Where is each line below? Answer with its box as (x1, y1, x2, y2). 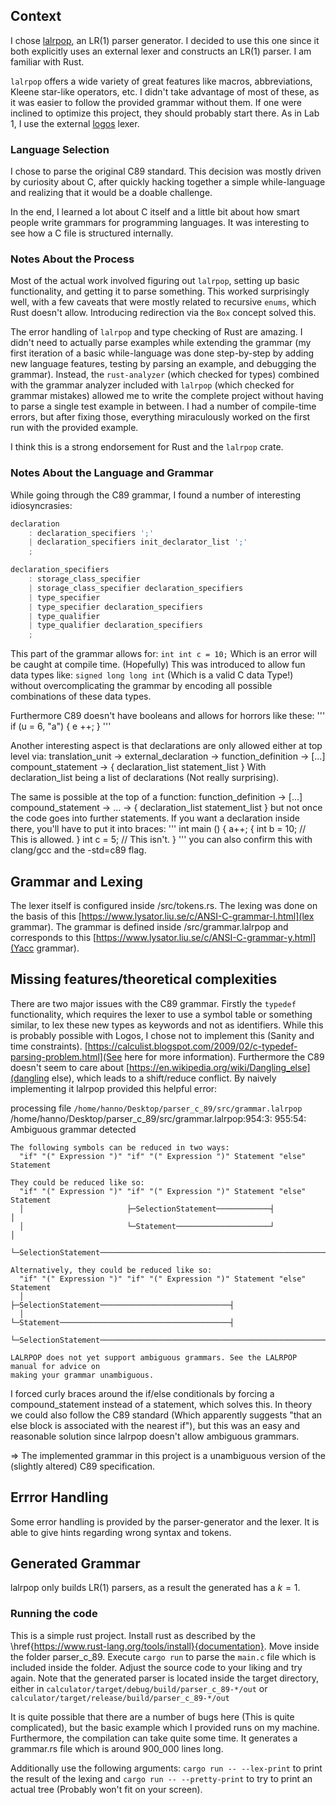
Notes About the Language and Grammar (10, 466, 214, 480)
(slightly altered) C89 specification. (10, 1460, 156, 1472)
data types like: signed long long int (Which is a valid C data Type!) (10, 669, 294, 681)
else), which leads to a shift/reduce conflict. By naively (51, 1072, 277, 1084)
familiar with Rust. (10, 55, 85, 68)
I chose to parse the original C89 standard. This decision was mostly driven (10, 165, 322, 178)
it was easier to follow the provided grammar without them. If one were (10, 96, 302, 108)
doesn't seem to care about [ (10, 1061, 130, 1073)
